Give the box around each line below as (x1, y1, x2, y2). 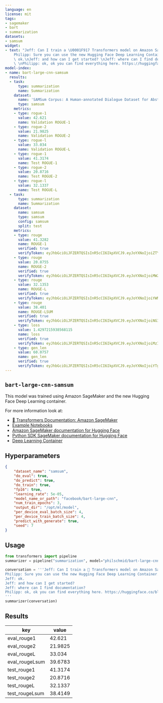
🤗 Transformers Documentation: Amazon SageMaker (12, 417, 118, 423)
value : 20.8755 (17, 260, 49, 264)
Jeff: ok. (5, 576, 25, 581)
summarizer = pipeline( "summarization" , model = (5, 558, 103, 563)
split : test (17, 224, 42, 229)
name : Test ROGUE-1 (17, 161, 57, 165)
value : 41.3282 (17, 237, 49, 242)
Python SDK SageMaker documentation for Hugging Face (12, 432, 128, 438)
